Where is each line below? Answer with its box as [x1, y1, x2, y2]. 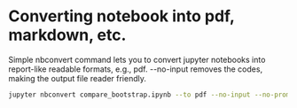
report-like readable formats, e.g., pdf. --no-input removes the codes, [8, 64, 263, 74]
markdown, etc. [8, 25, 127, 45]
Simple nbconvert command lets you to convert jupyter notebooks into [8, 54, 266, 65]
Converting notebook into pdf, [8, 6, 235, 27]
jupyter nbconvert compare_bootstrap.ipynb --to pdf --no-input [8, 90, 251, 99]
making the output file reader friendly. [8, 73, 147, 83]
